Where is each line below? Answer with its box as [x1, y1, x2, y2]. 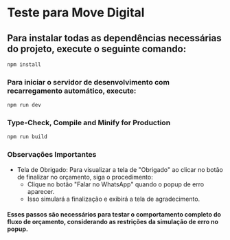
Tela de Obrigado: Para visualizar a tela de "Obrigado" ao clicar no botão [16, 165, 223, 173]
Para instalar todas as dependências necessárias [7, 32, 222, 44]
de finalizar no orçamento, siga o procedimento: [16, 173, 153, 181]
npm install [7, 61, 41, 68]
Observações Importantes [7, 150, 97, 160]
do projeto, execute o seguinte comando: [7, 43, 187, 54]
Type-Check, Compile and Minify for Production [7, 118, 171, 127]
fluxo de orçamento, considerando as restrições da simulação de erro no [7, 218, 218, 226]
